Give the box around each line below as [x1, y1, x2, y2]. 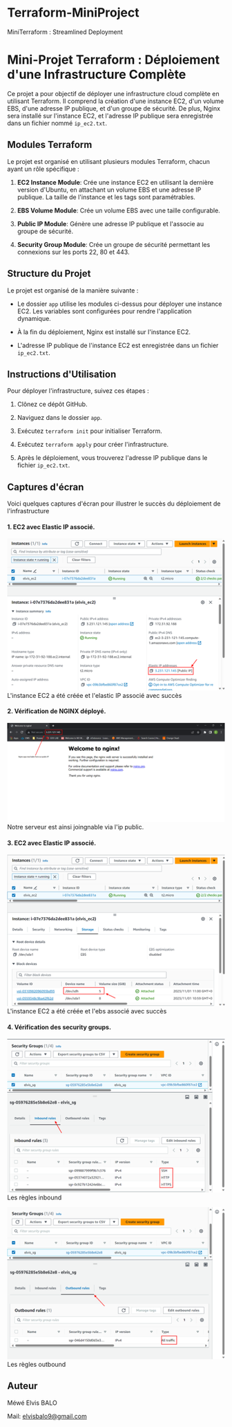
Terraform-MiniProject [7, 5, 139, 21]
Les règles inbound [7, 1193, 62, 1202]
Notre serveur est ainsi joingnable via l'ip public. [7, 823, 144, 831]
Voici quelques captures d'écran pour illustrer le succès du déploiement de [7, 499, 221, 508]
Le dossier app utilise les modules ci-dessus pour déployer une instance [17, 300, 222, 308]
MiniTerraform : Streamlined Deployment [7, 28, 123, 36]
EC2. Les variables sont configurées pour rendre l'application [17, 306, 192, 315]
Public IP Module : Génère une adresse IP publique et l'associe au [17, 219, 204, 228]
